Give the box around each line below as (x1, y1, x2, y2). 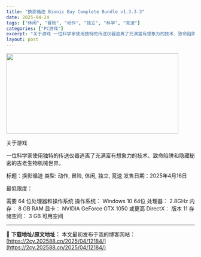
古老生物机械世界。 (16, 160, 64, 166)
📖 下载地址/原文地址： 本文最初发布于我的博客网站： (6, 231, 136, 238)
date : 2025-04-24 (6, 14, 50, 20)
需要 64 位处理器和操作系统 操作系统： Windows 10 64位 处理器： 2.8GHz (6, 198, 188, 204)
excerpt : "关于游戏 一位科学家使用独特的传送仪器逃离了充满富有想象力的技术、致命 (6, 31, 187, 37)
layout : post (6, 36, 39, 42)
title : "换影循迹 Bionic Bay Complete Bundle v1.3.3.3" (6, 8, 145, 15)
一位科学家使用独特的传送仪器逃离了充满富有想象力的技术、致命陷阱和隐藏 (6, 152, 190, 159)
